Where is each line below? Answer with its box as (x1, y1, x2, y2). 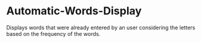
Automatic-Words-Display (6, 4, 142, 18)
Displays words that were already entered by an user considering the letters (6, 24, 196, 31)
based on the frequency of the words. (6, 30, 101, 37)
